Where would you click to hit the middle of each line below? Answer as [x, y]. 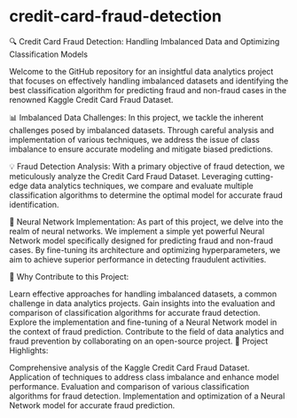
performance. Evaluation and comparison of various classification [129, 386]
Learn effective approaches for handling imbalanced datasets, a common [143, 294]
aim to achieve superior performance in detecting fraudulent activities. [138, 259]
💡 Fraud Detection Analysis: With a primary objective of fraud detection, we [147, 166]
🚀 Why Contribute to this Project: [69, 276]
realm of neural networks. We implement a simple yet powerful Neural [137, 231]
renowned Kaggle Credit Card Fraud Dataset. [91, 99]
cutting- [259, 176]
